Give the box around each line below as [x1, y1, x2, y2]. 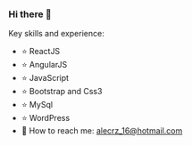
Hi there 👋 [8, 8, 53, 20]
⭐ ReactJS [21, 46, 61, 57]
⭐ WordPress [21, 113, 71, 124]
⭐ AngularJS [21, 60, 68, 70]
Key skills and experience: [8, 28, 104, 39]
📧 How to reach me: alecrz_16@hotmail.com [21, 125, 183, 136]
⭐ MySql [21, 100, 54, 110]
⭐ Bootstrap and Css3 [21, 86, 103, 97]
